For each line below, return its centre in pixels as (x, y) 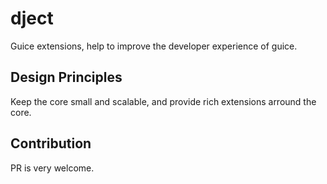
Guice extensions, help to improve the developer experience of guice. (154, 46)
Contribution (51, 143)
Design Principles (66, 77)
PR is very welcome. (52, 168)
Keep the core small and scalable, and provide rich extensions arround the (163, 101)
